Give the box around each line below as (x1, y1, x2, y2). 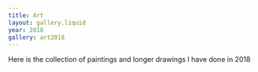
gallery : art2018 (8, 33, 65, 41)
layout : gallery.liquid (8, 19, 87, 27)
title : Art (8, 11, 44, 20)
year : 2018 (8, 26, 44, 34)
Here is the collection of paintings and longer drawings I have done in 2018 (8, 55, 251, 64)
